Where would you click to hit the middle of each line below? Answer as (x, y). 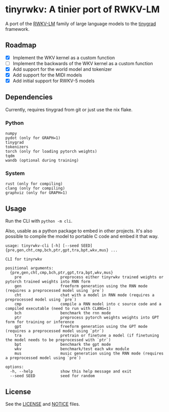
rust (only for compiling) (34, 184)
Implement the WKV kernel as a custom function (64, 57)
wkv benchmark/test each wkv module (72, 349)
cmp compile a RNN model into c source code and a (88, 304)
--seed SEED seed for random (52, 376)
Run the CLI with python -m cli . (39, 221)
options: (15, 367)
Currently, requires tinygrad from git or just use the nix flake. (69, 109)
